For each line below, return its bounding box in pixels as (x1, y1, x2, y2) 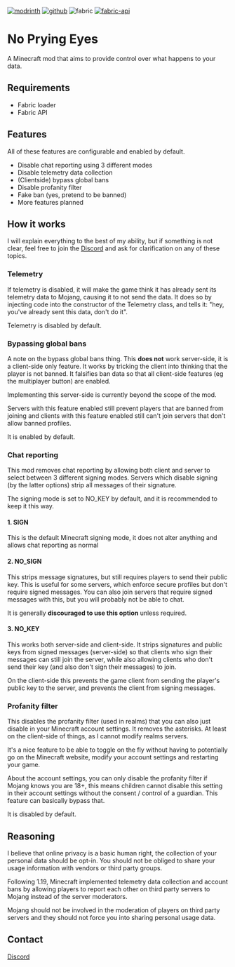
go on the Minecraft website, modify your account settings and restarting (7, 753, 219, 762)
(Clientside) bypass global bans (17, 175, 109, 184)
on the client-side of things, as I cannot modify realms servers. (7, 732, 189, 741)
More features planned (17, 198, 84, 206)
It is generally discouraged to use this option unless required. (7, 609, 187, 617)
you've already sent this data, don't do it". (7, 307, 128, 316)
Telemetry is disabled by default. (7, 321, 102, 330)
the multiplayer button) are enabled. (7, 377, 111, 385)
